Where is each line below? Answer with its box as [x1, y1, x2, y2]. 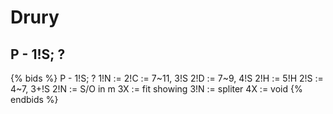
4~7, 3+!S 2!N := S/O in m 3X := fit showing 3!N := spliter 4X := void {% [10, 83, 303, 95]
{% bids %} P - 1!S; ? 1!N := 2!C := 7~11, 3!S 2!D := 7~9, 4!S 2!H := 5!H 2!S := [10, 72, 324, 84]
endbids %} [10, 94, 59, 105]
